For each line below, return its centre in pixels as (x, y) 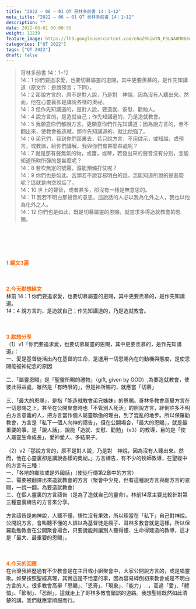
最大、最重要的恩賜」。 (43, 537)
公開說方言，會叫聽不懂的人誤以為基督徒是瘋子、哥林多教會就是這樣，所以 (95, 523)
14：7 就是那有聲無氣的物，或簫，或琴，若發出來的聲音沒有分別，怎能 (104, 153)
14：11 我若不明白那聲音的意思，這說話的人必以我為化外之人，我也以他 (105, 197)
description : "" (26, 22)
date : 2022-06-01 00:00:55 (39, 28)
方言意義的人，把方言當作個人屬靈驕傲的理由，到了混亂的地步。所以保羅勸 (100, 415)
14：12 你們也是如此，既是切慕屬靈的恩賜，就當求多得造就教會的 (98, 212)
